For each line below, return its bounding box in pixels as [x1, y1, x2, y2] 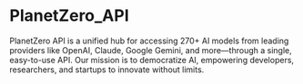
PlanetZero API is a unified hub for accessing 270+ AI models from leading [9, 35, 289, 46]
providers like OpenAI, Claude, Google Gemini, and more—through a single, [9, 44, 293, 55]
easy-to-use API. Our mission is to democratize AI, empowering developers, [9, 54, 294, 65]
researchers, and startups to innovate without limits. [9, 64, 205, 75]
